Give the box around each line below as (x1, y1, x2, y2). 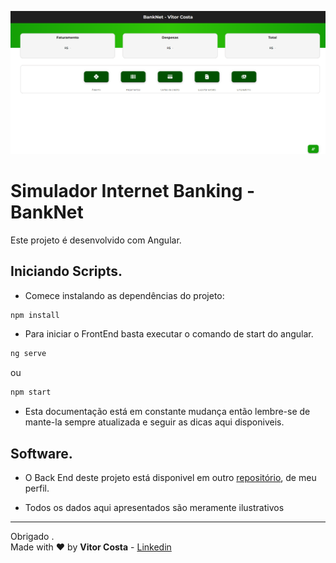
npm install (10, 310, 60, 320)
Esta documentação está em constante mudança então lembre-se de (24, 406, 311, 418)
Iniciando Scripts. (10, 263, 123, 280)
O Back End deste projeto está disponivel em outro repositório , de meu (24, 472, 317, 484)
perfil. (24, 482, 50, 495)
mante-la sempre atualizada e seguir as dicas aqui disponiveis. (24, 416, 285, 428)
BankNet (10, 201, 84, 224)
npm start (10, 387, 52, 398)
